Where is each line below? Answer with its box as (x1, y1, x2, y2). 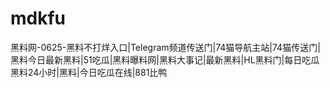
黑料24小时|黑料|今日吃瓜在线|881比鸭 (10, 66, 168, 78)
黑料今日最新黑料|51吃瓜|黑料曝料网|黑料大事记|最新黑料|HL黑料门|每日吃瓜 (10, 53, 320, 66)
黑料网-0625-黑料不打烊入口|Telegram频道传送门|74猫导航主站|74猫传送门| (10, 41, 321, 53)
